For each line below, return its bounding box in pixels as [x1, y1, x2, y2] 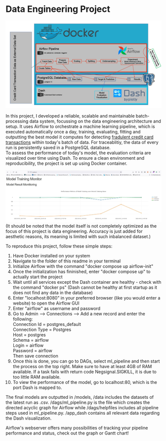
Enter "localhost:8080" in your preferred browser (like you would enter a [12, 295, 161, 301]
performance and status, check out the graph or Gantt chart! [5, 430, 129, 436]
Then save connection [12, 353, 58, 359]
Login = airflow [12, 342, 44, 348]
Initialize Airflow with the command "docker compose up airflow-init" [12, 263, 154, 269]
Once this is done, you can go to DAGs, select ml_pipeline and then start [12, 358, 160, 364]
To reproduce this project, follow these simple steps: [5, 243, 113, 249]
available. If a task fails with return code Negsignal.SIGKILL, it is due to [12, 369, 157, 375]
